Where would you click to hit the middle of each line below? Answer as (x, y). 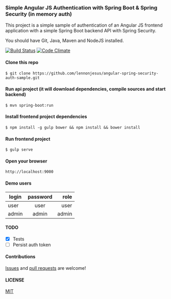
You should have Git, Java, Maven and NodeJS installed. (65, 41)
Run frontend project (28, 139)
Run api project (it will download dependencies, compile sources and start (86, 89)
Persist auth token (32, 245)
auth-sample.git (22, 78)
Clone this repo (22, 62)
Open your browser (26, 161)
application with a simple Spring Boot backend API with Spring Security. (81, 31)
